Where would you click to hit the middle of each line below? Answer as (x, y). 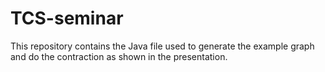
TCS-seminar (67, 18)
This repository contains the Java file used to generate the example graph (162, 46)
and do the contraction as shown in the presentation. (119, 56)
